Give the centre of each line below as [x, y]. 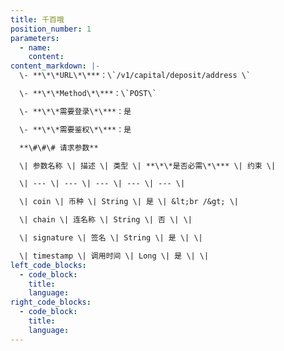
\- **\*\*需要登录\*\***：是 [75, 111]
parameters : [35, 38]
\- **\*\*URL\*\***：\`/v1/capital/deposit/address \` [135, 76]
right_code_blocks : [51, 302]
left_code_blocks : [48, 265]
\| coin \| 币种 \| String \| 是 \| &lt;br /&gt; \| [129, 202]
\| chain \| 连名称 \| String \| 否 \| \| [106, 220]
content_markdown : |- [55, 66]
